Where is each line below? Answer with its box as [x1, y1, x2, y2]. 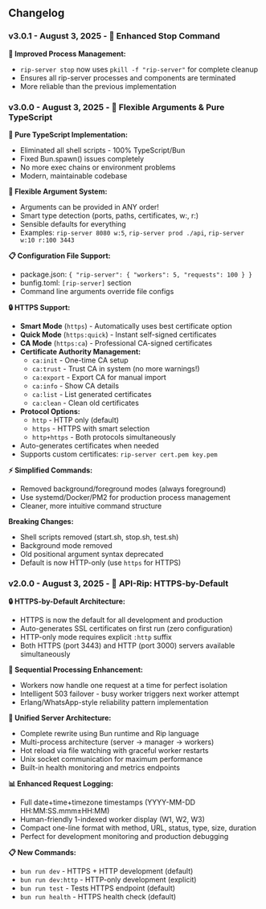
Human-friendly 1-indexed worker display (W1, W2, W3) [19, 815, 205, 825]
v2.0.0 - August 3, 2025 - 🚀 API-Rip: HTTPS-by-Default [8, 578, 229, 589]
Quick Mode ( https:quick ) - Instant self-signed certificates [19, 330, 217, 339]
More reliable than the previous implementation [19, 81, 177, 91]
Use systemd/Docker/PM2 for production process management [19, 492, 231, 502]
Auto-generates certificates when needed [19, 440, 159, 450]
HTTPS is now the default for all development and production [19, 615, 223, 625]
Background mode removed [19, 540, 113, 550]
